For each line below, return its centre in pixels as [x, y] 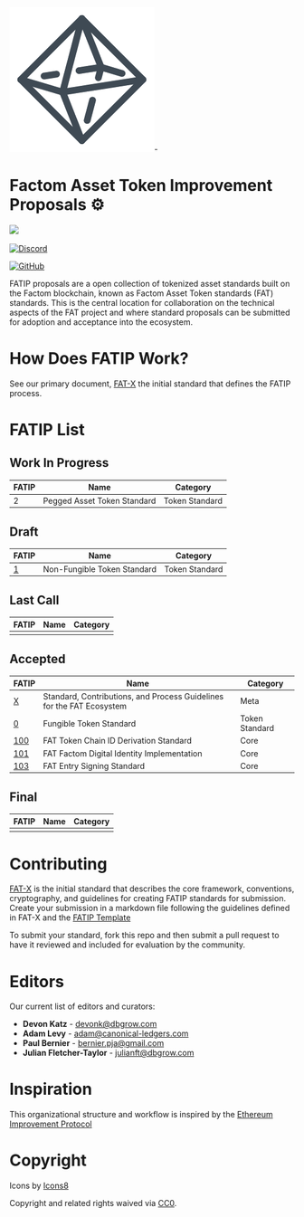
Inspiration [51, 1089]
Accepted [38, 659]
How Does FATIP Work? [99, 359]
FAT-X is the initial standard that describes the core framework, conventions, [152, 889]
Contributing [58, 864]
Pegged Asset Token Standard [100, 500]
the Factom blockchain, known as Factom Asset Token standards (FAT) [142, 293]
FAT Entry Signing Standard [94, 765]
